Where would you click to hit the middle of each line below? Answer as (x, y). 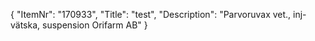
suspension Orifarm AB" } (95, 25)
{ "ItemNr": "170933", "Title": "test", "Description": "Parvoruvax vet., (151, 14)
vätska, (25, 25)
